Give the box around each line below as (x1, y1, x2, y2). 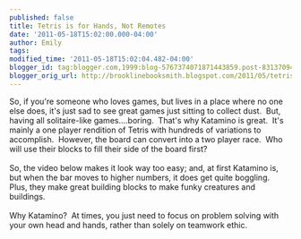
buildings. (9, 191, 46, 201)
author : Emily (9, 38, 63, 47)
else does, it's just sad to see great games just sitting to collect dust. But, (9, 105, 281, 116)
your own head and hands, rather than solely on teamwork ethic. (9, 219, 248, 230)
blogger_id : (9, 64, 54, 73)
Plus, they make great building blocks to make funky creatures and (9, 181, 256, 192)
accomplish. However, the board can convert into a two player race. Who (9, 133, 283, 144)
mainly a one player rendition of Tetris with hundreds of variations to (9, 124, 262, 135)
